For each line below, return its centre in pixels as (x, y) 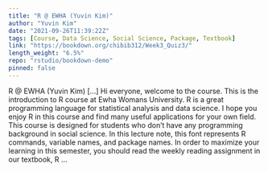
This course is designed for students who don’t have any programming (126, 125)
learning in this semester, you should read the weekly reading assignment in (134, 150)
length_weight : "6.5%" (46, 53)
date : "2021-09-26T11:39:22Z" (59, 31)
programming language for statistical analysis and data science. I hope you (133, 108)
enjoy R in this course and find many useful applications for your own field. (132, 117)
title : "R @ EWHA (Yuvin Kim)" (61, 16)
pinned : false (32, 68)
